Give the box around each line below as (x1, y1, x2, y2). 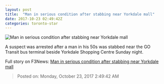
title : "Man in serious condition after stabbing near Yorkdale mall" (5, 12, 155, 17)
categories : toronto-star (5, 21, 58, 26)
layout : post (5, 7, 32, 12)
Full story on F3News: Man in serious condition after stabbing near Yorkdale (5, 58, 159, 64)
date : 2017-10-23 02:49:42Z (5, 16, 63, 21)
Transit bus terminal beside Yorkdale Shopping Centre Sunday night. (5, 49, 144, 55)
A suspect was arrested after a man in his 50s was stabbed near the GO (5, 44, 151, 50)
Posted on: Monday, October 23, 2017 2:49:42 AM (17, 73, 119, 79)
